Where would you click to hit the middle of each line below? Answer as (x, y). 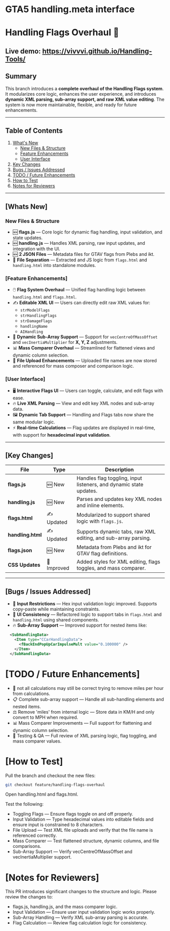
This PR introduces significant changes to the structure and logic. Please (81, 891)
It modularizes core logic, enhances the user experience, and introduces (81, 94)
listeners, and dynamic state (110, 485)
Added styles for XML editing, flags (118, 562)
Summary (21, 76)
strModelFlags (35, 311)
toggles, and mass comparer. (111, 568)
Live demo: (23, 51)
